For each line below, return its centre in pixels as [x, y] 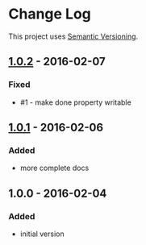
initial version [42, 234]
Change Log [50, 14]
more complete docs [54, 168]
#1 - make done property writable [75, 102]
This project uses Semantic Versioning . [73, 36]
